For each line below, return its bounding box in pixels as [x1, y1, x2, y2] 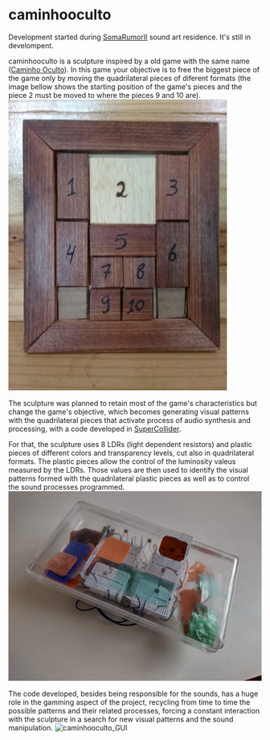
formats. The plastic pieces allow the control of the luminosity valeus [8, 456, 236, 466]
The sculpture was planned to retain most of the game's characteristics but [8, 398, 257, 408]
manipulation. [8, 722, 54, 732]
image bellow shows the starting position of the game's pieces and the [8, 82, 243, 91]
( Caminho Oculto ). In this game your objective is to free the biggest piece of [8, 64, 260, 74]
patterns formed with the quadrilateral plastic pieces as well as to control [8, 474, 250, 483]
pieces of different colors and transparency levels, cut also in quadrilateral [8, 448, 255, 457]
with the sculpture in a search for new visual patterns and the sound [8, 714, 234, 724]
